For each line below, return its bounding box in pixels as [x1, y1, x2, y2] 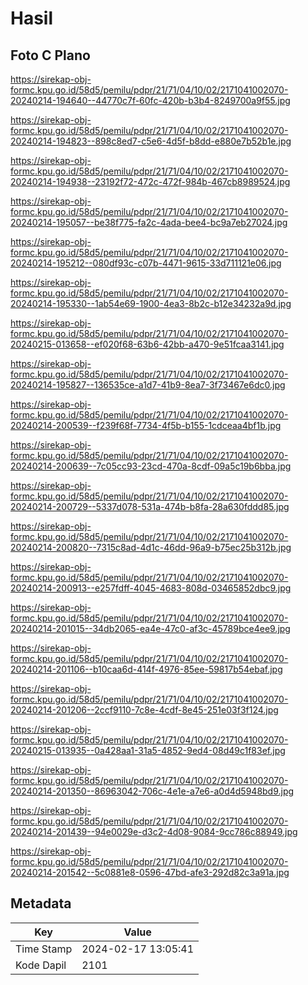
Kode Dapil [15, 958, 67, 972]
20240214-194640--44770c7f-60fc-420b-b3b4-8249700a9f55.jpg [10, 95, 291, 106]
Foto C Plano [10, 47, 91, 64]
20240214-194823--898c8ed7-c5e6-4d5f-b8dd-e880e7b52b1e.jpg [10, 135, 292, 147]
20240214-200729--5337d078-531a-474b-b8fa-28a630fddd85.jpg [10, 501, 290, 512]
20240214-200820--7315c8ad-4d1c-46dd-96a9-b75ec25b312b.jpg [10, 542, 292, 553]
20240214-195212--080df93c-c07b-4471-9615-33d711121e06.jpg [10, 257, 282, 269]
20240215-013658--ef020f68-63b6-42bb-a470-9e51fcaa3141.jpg [10, 338, 285, 350]
